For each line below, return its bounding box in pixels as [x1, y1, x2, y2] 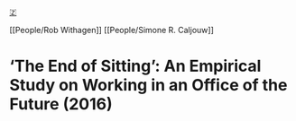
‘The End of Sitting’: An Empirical [9, 56, 262, 76]
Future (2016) [9, 94, 113, 115]
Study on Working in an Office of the [9, 75, 288, 96]
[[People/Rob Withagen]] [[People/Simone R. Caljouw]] [9, 25, 214, 35]
